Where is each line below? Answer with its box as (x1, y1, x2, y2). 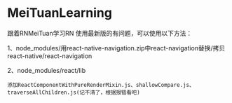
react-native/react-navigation (7, 51, 93, 60)
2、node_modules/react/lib (7, 66, 86, 74)
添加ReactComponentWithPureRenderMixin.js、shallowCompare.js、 (7, 81, 195, 88)
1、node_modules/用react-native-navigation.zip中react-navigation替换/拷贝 (7, 43, 226, 52)
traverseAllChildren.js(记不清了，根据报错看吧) (7, 89, 140, 96)
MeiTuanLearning (7, 5, 112, 21)
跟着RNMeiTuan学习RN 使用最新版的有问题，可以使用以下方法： (7, 29, 193, 37)
